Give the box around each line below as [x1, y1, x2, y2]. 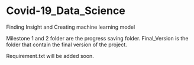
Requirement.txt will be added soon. [6, 52, 95, 59]
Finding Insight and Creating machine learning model [6, 23, 135, 30]
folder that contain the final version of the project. [6, 41, 127, 48]
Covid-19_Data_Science [6, 4, 125, 18]
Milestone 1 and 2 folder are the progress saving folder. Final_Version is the [6, 35, 189, 42]
